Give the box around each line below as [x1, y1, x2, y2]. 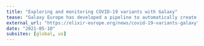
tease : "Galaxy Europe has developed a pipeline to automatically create [6, 14, 197, 20]
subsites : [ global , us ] [6, 31, 67, 37]
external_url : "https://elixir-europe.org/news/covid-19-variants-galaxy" [6, 20, 200, 26]
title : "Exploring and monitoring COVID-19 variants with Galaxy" [6, 8, 178, 15]
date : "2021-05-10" [6, 25, 56, 32]
